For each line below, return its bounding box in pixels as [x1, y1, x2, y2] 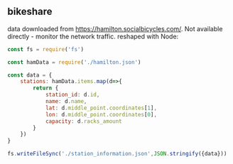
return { [33, 84, 59, 92]
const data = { [7, 71, 53, 79]
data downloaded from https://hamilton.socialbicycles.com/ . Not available [7, 24, 223, 33]
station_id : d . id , [45, 92, 100, 99]
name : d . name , [45, 98, 87, 105]
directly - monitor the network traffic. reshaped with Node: [7, 32, 179, 40]
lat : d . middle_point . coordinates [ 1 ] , [45, 104, 158, 111]
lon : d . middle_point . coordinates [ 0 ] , [45, 111, 158, 118]
